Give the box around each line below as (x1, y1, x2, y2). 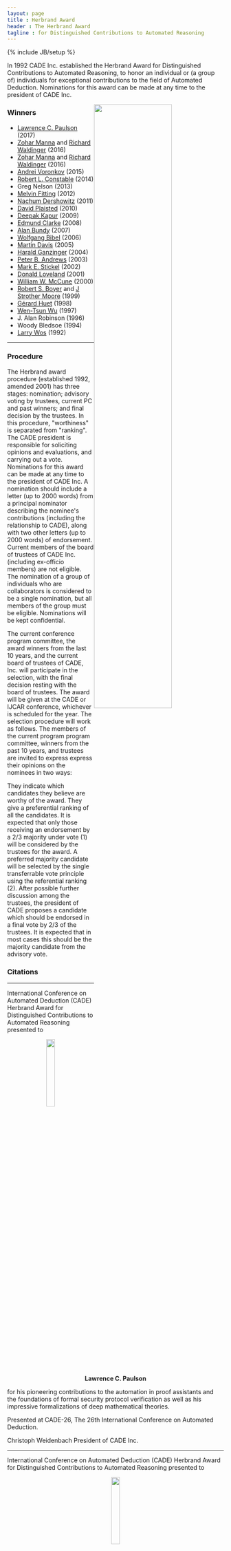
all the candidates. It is (7, 811, 71, 819)
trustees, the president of (7, 899, 79, 907)
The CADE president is (7, 433, 71, 441)
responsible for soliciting (7, 440, 77, 449)
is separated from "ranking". (7, 426, 87, 434)
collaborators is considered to (7, 586, 92, 595)
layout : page (7, 10, 45, 17)
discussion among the (7, 891, 70, 899)
